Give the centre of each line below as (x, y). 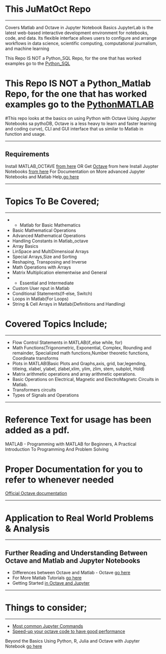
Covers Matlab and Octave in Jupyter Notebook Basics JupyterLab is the (79, 27)
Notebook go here (24, 646)
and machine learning (27, 49)
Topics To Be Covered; (52, 201)
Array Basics (25, 246)
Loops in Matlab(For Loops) (41, 299)
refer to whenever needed (60, 480)
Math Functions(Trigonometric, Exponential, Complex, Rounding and (82, 347)
